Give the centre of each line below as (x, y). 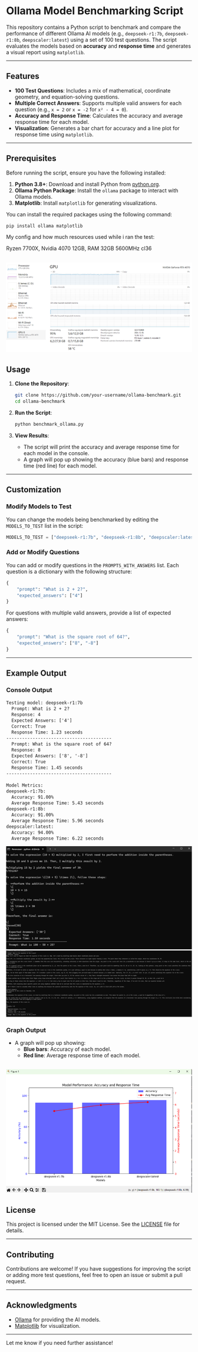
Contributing (30, 1254)
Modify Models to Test (39, 506)
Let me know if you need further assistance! (60, 1343)
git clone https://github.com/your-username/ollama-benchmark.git (98, 395)
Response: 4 (26, 715)
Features (23, 76)
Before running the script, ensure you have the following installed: (86, 173)
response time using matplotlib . (54, 134)
